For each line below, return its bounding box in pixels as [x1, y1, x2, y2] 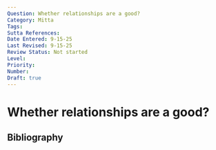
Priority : [7, 62, 36, 68]
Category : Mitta [7, 17, 54, 24]
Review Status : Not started [7, 49, 88, 56]
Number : [7, 68, 30, 75]
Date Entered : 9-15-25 [7, 36, 72, 43]
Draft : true [7, 74, 41, 82]
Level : [7, 55, 26, 62]
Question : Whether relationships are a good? [7, 10, 140, 17]
